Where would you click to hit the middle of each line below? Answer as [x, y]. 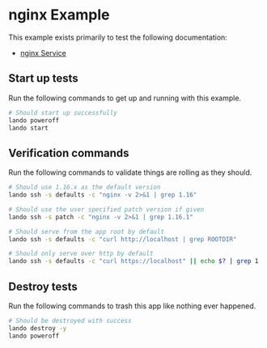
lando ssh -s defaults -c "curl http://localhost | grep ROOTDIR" [123, 239]
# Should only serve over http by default [81, 254]
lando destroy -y [38, 328]
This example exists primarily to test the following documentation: [118, 37]
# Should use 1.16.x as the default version [85, 188]
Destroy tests [43, 286]
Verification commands [69, 153]
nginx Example [59, 15]
